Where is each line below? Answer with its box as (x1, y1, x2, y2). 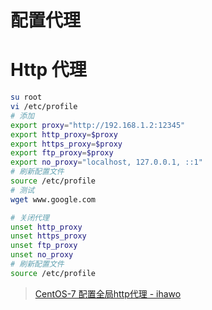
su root (10, 92, 43, 103)
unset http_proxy (10, 222, 83, 232)
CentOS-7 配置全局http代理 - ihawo (34, 287, 182, 300)
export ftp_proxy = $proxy (10, 148, 114, 158)
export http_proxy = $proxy (10, 129, 118, 140)
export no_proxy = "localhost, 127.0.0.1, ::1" (10, 157, 203, 168)
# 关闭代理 (10, 212, 50, 223)
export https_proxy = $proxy (10, 139, 123, 149)
